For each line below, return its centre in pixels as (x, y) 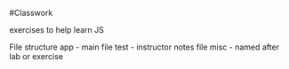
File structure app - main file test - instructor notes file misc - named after (144, 47)
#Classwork (31, 13)
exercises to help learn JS (56, 30)
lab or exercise (36, 56)
